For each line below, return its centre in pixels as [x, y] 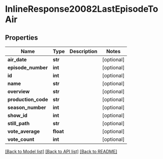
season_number [27, 107]
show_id [18, 115]
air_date [17, 60]
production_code [28, 99]
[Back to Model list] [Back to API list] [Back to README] [61, 151]
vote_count [21, 139]
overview [19, 92]
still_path [19, 123]
